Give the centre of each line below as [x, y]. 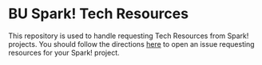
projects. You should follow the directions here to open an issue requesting [131, 44]
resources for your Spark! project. [64, 52]
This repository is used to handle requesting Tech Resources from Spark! [129, 36]
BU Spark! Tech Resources [99, 14]
